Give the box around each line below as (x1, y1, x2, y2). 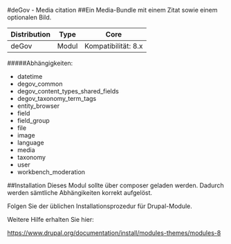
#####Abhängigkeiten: (7, 59, 73, 67)
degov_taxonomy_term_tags (17, 95, 97, 102)
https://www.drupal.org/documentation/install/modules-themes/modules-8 (7, 229, 221, 237)
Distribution (10, 30, 50, 39)
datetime (17, 73, 43, 80)
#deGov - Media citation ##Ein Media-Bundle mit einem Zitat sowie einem (7, 6, 218, 14)
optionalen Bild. (7, 13, 52, 21)
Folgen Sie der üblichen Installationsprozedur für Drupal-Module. (7, 202, 192, 210)
